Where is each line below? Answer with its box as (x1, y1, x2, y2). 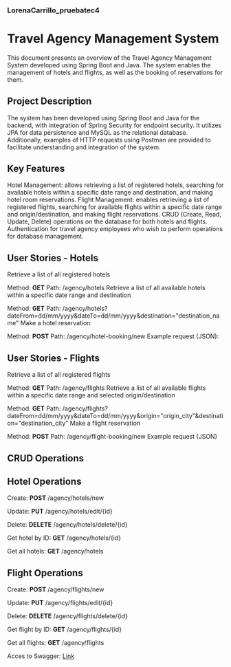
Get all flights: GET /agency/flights (7, 639, 104, 647)
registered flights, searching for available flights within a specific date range (7, 203, 222, 211)
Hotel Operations (7, 475, 82, 487)
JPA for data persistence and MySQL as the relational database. (7, 128, 188, 136)
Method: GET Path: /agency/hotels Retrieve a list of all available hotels (7, 284, 206, 292)
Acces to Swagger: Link (7, 652, 75, 660)
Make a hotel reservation (20, 319, 91, 327)
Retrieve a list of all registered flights (7, 371, 111, 379)
